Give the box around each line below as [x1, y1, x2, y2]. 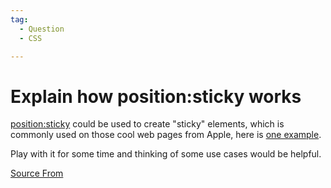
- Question [19, 24, 65, 34]
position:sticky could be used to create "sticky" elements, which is [10, 118, 285, 130]
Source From [10, 167, 64, 180]
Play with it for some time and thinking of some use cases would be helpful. [10, 148, 322, 160]
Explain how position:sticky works [10, 85, 302, 108]
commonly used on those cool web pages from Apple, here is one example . [10, 129, 322, 141]
